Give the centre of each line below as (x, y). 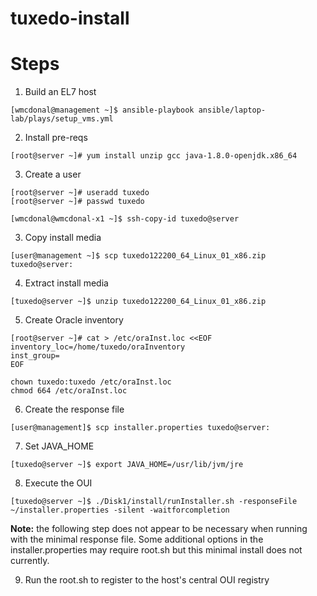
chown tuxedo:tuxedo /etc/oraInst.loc (91, 382)
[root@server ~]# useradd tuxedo (80, 193)
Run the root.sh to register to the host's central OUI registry (147, 580)
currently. (30, 561)
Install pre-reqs (56, 138)
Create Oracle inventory (74, 320)
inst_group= (35, 356)
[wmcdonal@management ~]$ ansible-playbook (102, 110)
